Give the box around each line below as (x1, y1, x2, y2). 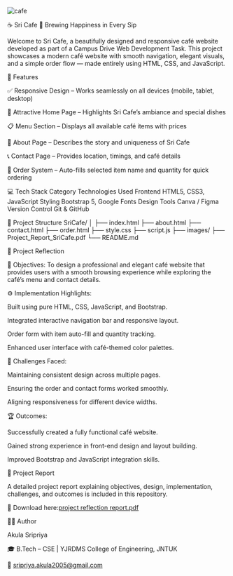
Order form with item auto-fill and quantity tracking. (7, 330, 156, 338)
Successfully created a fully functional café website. (7, 428, 159, 436)
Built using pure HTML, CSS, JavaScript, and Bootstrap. (7, 302, 168, 311)
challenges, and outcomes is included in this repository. (7, 490, 168, 498)
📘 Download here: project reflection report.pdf (7, 504, 139, 511)
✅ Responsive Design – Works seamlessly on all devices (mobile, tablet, (7, 86, 215, 95)
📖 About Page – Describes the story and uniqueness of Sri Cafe (7, 138, 190, 147)
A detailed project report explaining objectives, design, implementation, (7, 483, 213, 490)
